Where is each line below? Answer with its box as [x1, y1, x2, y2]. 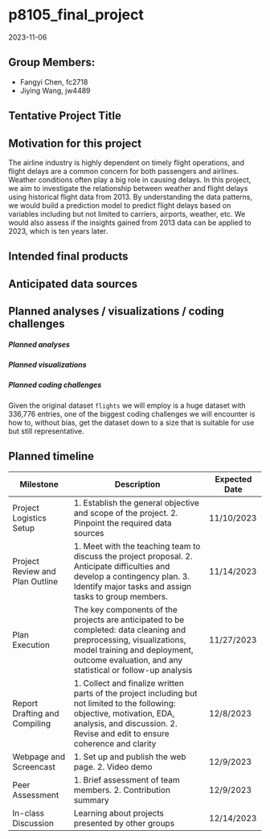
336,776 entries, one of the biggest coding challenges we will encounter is [8, 409, 256, 418]
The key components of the [73, 604, 178, 615]
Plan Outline [12, 575, 59, 587]
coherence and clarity [73, 737, 157, 749]
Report [12, 697, 39, 708]
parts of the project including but [73, 687, 198, 699]
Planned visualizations [8, 360, 87, 370]
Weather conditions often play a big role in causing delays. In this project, [8, 175, 252, 185]
